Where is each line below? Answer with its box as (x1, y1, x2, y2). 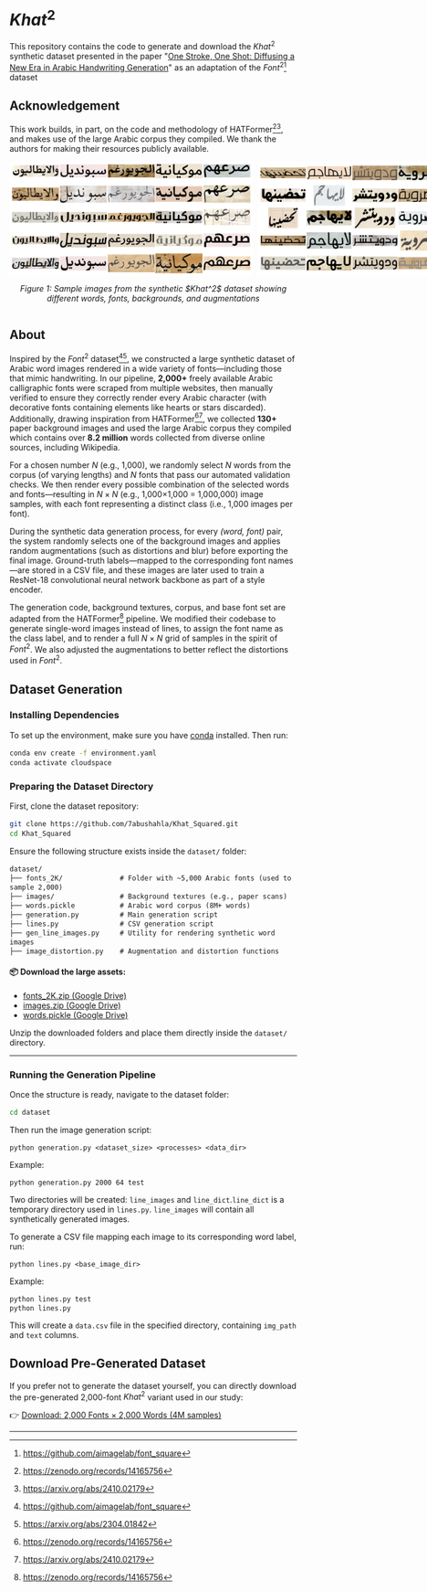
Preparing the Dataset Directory (9, 780, 154, 792)
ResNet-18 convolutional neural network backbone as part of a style (9, 575, 266, 586)
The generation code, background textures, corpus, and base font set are (9, 602, 286, 613)
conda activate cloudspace (9, 758, 112, 768)
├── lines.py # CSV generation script (9, 919, 214, 929)
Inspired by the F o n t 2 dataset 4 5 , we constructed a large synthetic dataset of (9, 351, 296, 364)
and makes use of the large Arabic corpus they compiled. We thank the (9, 133, 276, 144)
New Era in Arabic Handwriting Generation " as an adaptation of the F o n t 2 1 (9, 60, 287, 73)
